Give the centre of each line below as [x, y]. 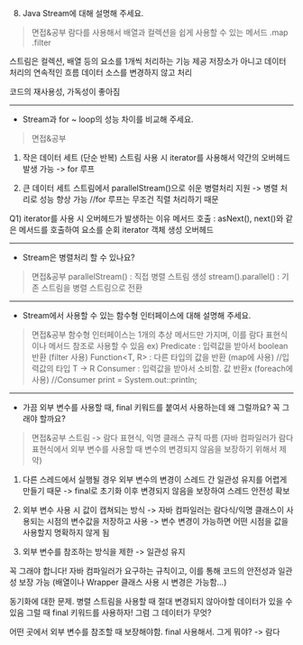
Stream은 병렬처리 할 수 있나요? [78, 257]
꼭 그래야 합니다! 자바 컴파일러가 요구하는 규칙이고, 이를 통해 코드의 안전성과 [143, 571]
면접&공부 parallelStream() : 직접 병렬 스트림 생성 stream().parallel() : [156, 276]
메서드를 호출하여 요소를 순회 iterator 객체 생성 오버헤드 [116, 230]
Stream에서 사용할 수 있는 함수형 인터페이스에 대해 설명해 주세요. [137, 315]
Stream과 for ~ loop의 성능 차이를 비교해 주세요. [108, 119]
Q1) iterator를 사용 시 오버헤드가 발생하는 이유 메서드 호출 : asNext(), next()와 [147, 218]
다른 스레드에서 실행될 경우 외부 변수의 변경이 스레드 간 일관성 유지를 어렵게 [155, 479]
